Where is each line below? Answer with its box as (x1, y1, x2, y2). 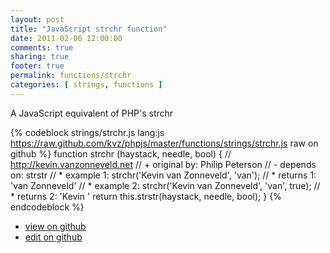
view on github (24, 220, 87, 232)
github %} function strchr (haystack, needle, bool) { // (10, 147, 232, 160)
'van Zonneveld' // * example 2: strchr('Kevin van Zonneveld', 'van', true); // (10, 179, 321, 191)
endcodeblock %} (10, 201, 85, 213)
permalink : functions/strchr (10, 71, 132, 81)
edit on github (24, 231, 83, 243)
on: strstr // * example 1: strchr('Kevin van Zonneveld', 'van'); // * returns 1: (10, 169, 317, 181)
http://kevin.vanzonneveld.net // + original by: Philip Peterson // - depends (10, 158, 317, 170)
